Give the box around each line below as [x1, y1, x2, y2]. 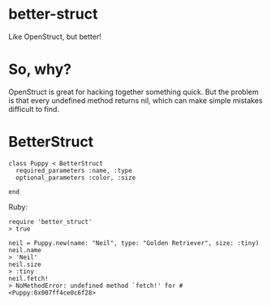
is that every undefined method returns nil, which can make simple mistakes [8, 95, 263, 105]
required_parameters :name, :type [15, 166, 132, 174]
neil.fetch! [8, 274, 49, 282]
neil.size [8, 260, 42, 268]
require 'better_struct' [8, 217, 92, 226]
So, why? [8, 60, 71, 79]
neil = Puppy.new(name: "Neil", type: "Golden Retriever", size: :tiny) [8, 238, 260, 247]
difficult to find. [8, 104, 59, 114]
